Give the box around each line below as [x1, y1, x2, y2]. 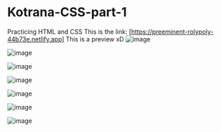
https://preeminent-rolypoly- [130, 27, 214, 36]
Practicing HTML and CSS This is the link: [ [7, 27, 132, 36]
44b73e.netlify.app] [7, 34, 65, 43]
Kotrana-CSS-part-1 [7, 4, 128, 20]
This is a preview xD [65, 34, 124, 43]
